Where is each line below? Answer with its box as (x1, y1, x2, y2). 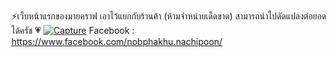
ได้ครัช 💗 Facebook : (11, 25, 135, 36)
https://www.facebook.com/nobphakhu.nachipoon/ (11, 36, 223, 47)
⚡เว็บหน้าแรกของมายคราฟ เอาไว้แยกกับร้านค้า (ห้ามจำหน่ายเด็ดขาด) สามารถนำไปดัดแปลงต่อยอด (11, 10, 327, 22)
